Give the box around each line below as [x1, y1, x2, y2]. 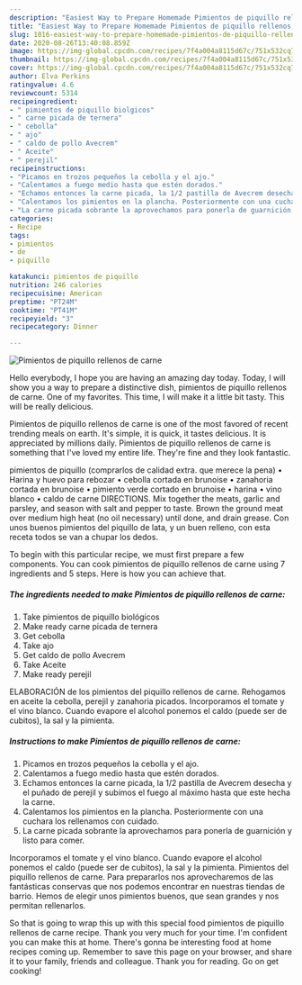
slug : [9, 30, 30, 39]
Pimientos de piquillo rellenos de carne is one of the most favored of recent [9, 419, 289, 429]
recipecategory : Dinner [9, 322, 99, 331]
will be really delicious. [9, 402, 94, 412]
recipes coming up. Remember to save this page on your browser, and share [9, 946, 292, 957]
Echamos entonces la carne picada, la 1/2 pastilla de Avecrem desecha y [22, 778, 292, 789]
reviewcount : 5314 [9, 88, 78, 97]
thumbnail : [9, 55, 50, 64]
